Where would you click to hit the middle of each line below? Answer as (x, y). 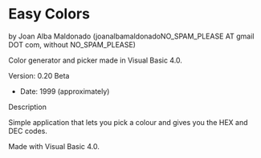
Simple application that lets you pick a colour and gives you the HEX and (128, 122)
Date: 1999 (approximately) (65, 91)
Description (27, 107)
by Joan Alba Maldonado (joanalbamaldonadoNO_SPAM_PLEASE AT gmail (131, 36)
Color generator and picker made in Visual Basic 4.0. (96, 60)
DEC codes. (28, 131)
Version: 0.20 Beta (39, 75)
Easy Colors (49, 14)
